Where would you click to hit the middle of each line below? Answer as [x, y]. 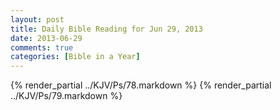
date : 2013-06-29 [46, 38]
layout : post [37, 19]
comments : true [42, 47]
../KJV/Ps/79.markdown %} [66, 96]
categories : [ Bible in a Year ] [75, 57]
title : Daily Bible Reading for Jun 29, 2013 [106, 29]
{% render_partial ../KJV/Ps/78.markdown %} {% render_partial [141, 85]
